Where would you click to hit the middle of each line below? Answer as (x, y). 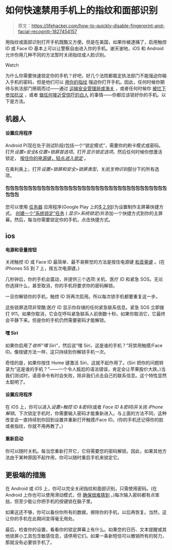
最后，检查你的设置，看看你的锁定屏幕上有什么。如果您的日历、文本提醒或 (84, 529)
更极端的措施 (26, 475)
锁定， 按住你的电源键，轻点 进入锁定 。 (47, 158)
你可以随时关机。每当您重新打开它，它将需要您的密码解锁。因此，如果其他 (84, 451)
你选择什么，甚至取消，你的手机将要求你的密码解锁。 (61, 286)
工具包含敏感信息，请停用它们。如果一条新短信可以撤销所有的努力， (95, 536)
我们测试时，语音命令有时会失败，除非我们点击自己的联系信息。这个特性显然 (86, 375)
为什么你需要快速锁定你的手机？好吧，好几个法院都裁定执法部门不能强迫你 (84, 75)
